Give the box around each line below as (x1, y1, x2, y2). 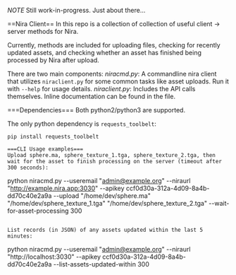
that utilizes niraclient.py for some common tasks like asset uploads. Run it (7, 77, 229, 86)
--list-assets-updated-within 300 (53, 260, 149, 268)
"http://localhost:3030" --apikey (7, 252, 101, 261)
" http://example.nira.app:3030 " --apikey (7, 184, 125, 192)
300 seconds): (7, 164, 49, 171)
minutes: (7, 233, 33, 240)
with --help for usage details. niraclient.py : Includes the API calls (7, 85, 196, 93)
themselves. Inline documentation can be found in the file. (7, 92, 176, 100)
